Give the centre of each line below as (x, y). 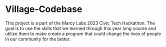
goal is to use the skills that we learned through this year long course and (81, 28)
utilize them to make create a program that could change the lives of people (83, 33)
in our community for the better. (38, 39)
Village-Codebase (44, 9)
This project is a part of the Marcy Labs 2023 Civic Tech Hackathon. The (80, 23)
